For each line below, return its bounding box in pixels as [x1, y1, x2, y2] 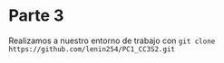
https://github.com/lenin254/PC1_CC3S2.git [8, 44, 176, 54]
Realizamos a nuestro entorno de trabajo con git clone [8, 35, 216, 46]
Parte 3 [8, 5, 64, 26]
